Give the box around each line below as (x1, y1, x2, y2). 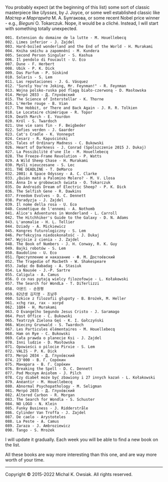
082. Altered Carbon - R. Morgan (5, 393, 75, 398)
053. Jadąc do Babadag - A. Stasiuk (5, 263, 81, 268)
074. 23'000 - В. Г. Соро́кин (5, 358, 66, 363)
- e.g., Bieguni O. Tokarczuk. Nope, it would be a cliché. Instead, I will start (5, 20, 158, 26)
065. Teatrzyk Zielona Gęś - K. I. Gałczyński (5, 318, 104, 323)
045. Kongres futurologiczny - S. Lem (5, 228, 86, 233)
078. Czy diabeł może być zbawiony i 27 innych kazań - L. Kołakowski (5, 375, 155, 380)
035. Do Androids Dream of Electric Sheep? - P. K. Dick (5, 185, 126, 190)
